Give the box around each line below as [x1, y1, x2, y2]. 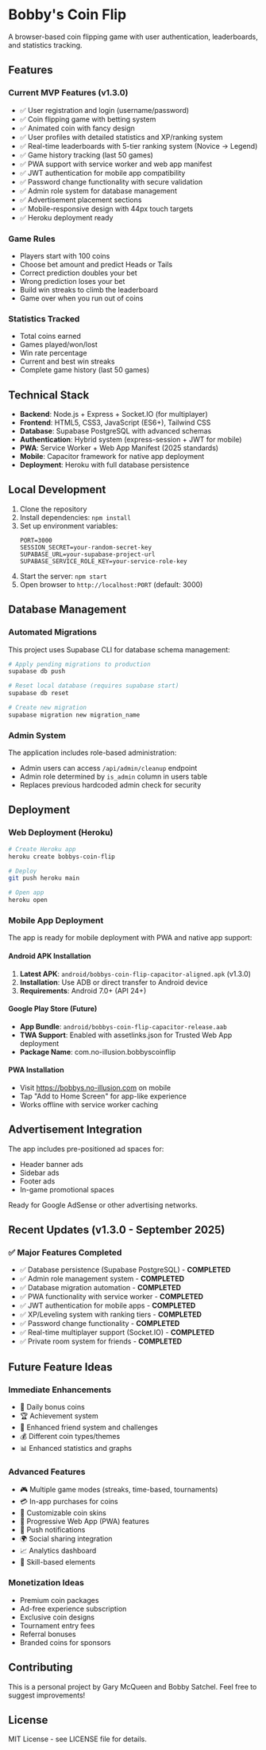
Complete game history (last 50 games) [19, 365, 150, 375]
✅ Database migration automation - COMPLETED [19, 1283, 181, 1293]
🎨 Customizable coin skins [19, 1508, 107, 1518]
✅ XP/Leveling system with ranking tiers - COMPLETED [19, 1310, 202, 1320]
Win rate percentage [19, 348, 87, 358]
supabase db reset [8, 690, 69, 698]
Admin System [8, 729, 66, 741]
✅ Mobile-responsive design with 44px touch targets [19, 204, 194, 213]
